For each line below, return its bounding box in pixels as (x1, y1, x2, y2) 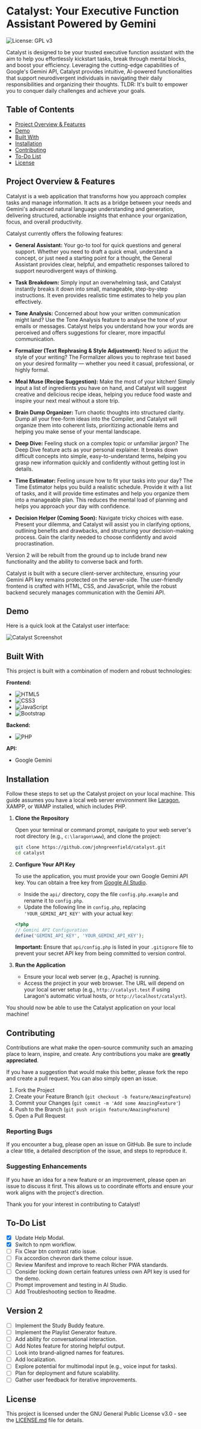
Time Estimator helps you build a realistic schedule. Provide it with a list (14, 483, 192, 491)
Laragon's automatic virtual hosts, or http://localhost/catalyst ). (23, 993, 187, 1000)
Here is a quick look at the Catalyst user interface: (6, 622, 130, 629)
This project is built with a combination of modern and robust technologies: (6, 667, 192, 674)
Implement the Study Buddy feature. (14, 1322, 105, 1329)
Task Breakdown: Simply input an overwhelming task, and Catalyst (14, 278, 181, 286)
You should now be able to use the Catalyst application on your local (6, 1004, 176, 1011)
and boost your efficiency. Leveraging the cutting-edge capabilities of (6, 61, 179, 69)
